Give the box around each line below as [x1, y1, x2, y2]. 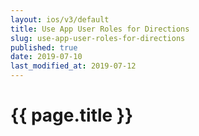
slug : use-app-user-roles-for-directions [10, 33, 186, 43]
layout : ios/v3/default [10, 14, 110, 25]
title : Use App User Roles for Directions [10, 24, 190, 34]
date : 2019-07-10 [10, 52, 83, 62]
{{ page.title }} [10, 104, 134, 127]
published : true [10, 42, 78, 53]
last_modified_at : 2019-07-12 [10, 61, 137, 71]
